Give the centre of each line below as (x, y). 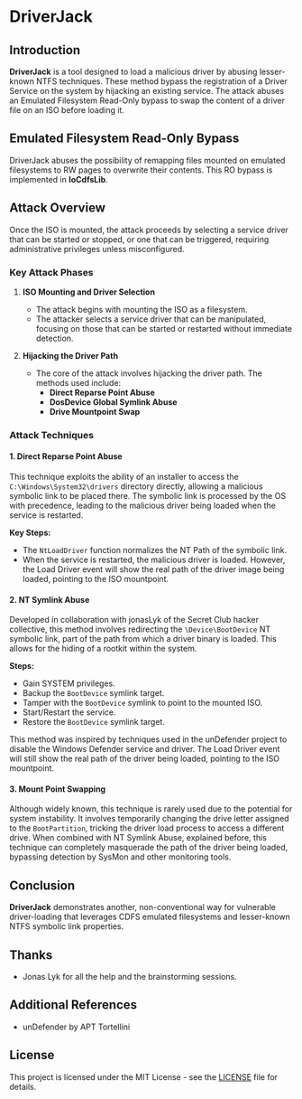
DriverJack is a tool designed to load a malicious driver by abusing (133, 71)
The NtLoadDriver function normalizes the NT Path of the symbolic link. (154, 550)
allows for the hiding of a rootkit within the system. (103, 649)
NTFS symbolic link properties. (67, 926)
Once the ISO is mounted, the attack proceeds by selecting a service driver (149, 230)
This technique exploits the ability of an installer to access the (124, 477)
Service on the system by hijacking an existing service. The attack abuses (147, 91)
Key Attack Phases (51, 272)
